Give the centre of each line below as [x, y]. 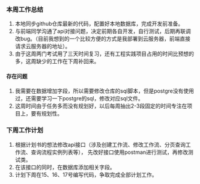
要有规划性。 [47, 113]
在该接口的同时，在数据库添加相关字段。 [65, 167]
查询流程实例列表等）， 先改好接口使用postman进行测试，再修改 [110, 152]
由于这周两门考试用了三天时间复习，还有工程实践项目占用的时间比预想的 [104, 54]
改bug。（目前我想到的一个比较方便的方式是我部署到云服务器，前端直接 [103, 39]
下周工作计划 [25, 130]
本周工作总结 [25, 9]
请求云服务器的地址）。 [43, 46]
